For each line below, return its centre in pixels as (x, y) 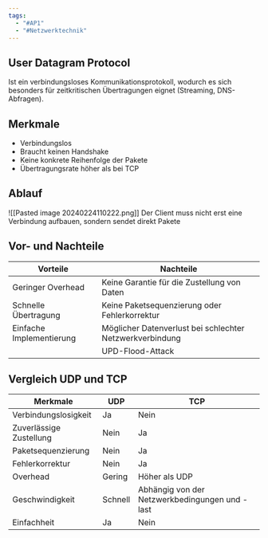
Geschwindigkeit (44, 500)
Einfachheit (33, 523)
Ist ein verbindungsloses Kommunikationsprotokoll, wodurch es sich (120, 82)
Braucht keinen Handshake (64, 151)
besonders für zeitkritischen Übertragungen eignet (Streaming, (112, 90)
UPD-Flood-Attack (138, 351)
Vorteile (53, 269)
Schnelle (29, 305)
